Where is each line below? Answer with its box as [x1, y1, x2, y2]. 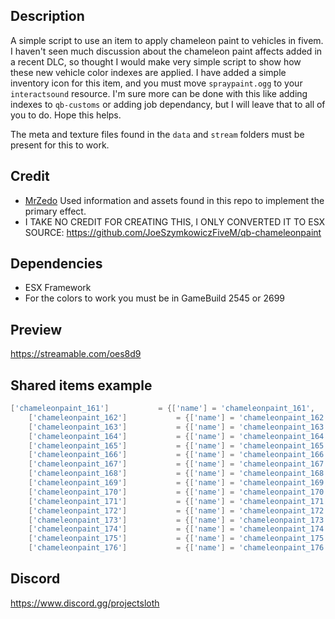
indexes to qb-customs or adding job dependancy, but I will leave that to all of [10, 98, 326, 110]
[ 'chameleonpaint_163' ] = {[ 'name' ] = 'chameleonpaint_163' [28, 422, 329, 432]
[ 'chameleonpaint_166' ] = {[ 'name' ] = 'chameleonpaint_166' [28, 450, 329, 460]
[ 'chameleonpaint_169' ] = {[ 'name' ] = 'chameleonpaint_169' [28, 478, 329, 488]
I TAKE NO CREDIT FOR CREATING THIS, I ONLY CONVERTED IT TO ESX [24, 215, 326, 228]
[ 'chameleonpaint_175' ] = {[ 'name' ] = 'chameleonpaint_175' [28, 534, 329, 544]
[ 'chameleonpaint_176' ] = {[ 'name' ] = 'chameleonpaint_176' [28, 543, 329, 553]
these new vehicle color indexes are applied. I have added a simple [10, 66, 287, 78]
